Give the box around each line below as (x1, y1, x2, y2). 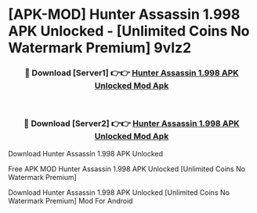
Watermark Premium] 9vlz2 (8, 39, 192, 57)
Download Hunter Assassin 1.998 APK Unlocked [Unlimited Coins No (8, 187, 230, 197)
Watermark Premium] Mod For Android (8, 196, 133, 205)
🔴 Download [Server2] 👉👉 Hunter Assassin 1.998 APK (23, 118, 241, 129)
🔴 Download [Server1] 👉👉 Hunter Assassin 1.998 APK (24, 68, 239, 79)
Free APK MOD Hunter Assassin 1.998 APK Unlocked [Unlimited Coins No (8, 163, 245, 174)
